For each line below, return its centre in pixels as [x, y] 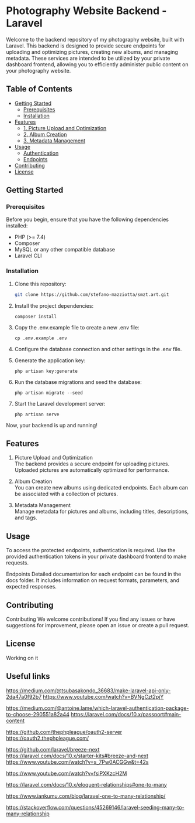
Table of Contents [39, 89]
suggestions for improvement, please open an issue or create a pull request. [98, 625]
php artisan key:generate [46, 371]
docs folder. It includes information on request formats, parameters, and [93, 580]
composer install [36, 317]
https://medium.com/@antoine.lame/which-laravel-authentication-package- [97, 708]
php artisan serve [37, 414]
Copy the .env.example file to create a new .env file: [77, 327]
